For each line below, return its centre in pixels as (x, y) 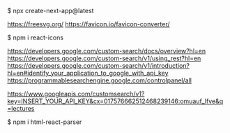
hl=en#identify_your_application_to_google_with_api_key (88, 73)
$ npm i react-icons (36, 37)
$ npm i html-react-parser (45, 122)
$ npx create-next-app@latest (51, 11)
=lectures (21, 108)
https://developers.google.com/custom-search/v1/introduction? (99, 65)
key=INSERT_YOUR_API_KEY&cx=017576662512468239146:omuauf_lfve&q (115, 101)
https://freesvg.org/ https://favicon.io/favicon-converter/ (89, 24)
